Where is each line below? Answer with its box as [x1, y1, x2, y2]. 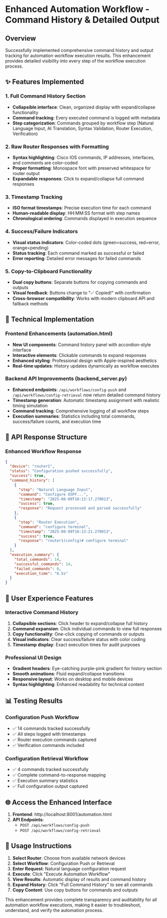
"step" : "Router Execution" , [18, 519, 79, 524]
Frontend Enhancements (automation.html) [5, 330, 113, 337]
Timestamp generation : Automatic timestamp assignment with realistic [12, 397, 160, 403]
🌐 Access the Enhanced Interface [5, 798, 112, 806]
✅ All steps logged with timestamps [12, 731, 86, 737]
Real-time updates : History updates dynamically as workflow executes [12, 362, 159, 368]
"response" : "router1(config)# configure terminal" [18, 538, 128, 543]
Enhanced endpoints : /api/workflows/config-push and [12, 386, 126, 392]
